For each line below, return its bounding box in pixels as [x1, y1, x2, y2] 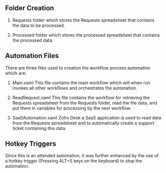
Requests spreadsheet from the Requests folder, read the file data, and [12, 100, 158, 106]
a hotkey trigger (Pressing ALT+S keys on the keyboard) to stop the [5, 158, 143, 164]
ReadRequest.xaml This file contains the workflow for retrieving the [12, 94, 150, 101]
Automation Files [5, 52, 59, 60]
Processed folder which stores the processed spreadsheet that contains [12, 32, 160, 38]
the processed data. [12, 37, 54, 43]
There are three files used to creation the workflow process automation [5, 64, 151, 71]
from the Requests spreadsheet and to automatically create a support [12, 120, 155, 126]
